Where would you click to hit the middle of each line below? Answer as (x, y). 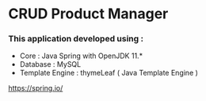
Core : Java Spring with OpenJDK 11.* (81, 56)
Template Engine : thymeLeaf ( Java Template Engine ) (109, 73)
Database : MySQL (50, 64)
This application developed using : (76, 39)
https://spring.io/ (36, 88)
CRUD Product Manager (88, 14)
